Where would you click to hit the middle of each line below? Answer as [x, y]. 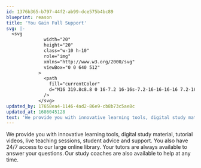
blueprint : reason [29, 17]
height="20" [59, 45]
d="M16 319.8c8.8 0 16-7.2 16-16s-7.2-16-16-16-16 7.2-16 [123, 90]
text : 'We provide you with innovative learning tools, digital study [96, 117]
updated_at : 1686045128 [36, 112]
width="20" [57, 39]
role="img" [57, 56]
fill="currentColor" [74, 84]
